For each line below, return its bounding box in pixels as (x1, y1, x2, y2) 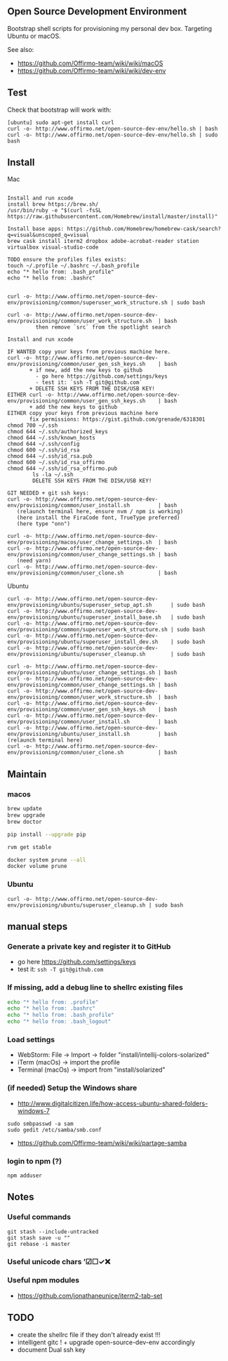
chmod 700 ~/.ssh (7, 422, 58, 429)
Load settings (7, 1034, 55, 1044)
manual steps (7, 920, 68, 933)
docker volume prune (7, 863, 68, 870)
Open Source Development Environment (7, 6, 187, 18)
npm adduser (7, 1172, 42, 1179)
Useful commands (7, 1212, 72, 1222)
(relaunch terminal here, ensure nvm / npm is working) (16, 508, 184, 515)
